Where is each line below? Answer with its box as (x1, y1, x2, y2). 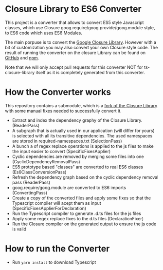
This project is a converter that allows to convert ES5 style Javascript (5, 19, 144, 25)
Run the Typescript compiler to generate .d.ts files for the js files (12, 211, 141, 216)
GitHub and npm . (5, 55, 39, 60)
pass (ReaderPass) (12, 179, 51, 185)
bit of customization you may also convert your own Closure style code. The (5, 44, 158, 50)
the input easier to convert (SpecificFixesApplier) (12, 148, 111, 154)
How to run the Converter (5, 243, 110, 254)
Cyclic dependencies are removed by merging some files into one (12, 154, 145, 159)
